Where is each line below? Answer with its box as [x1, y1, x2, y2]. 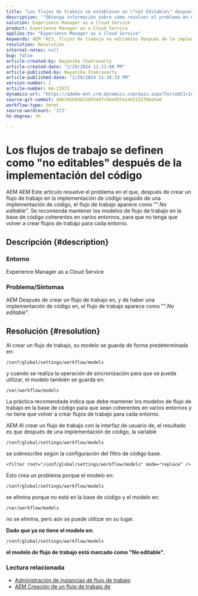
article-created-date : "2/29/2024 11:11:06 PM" [6, 63, 126, 70]
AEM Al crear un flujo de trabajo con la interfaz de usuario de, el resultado [6, 422, 186, 429]
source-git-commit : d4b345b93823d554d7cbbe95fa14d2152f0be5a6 [6, 96, 162, 102]
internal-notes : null [6, 47, 60, 53]
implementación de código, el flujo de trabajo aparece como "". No [6, 201, 167, 208]
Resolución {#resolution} [6, 326, 101, 336]
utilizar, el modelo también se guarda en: [6, 376, 105, 383]
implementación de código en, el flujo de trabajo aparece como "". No [6, 303, 174, 310]
